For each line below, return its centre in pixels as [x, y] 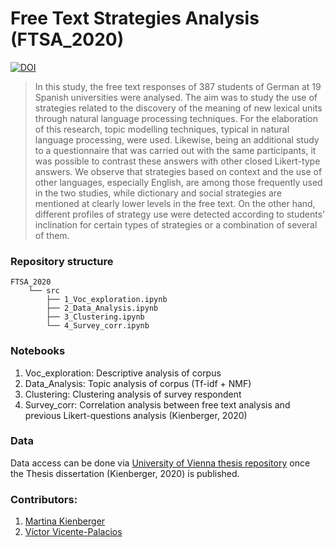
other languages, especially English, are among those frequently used [178, 182]
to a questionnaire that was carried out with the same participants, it [175, 150]
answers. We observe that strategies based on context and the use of [178, 171]
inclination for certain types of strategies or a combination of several [176, 224]
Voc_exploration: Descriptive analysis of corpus [123, 373]
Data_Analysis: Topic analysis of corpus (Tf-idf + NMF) [138, 383]
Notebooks [38, 351]
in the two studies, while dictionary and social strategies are [158, 193]
